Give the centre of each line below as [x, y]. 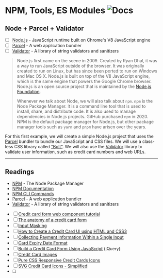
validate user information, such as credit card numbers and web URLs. [75, 152]
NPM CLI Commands [33, 194]
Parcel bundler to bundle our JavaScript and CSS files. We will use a [73, 141]
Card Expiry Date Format [43, 243]
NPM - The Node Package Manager [48, 183]
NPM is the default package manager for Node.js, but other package [85, 122]
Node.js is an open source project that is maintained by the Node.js [84, 87]
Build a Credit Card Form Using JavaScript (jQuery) [69, 249]
